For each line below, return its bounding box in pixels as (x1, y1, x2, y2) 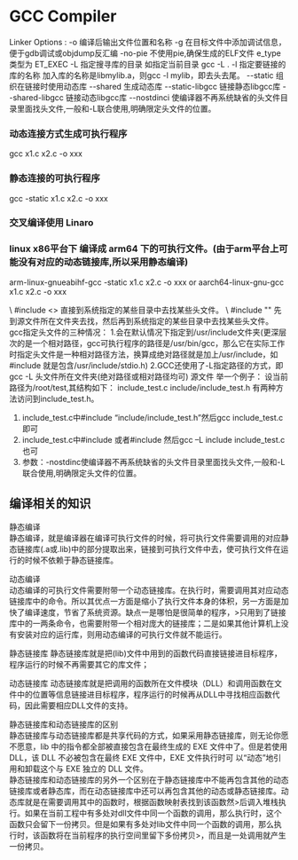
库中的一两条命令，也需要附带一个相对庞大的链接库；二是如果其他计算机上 (9, 618, 281, 628)
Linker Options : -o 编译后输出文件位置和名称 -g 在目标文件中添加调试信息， (9, 36, 286, 47)
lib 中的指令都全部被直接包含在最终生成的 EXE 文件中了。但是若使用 (39, 741, 288, 752)
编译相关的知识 (9, 496, 91, 511)
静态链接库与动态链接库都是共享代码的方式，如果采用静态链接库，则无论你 (9, 730, 281, 740)
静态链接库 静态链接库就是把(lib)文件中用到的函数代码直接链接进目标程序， (9, 648, 282, 659)
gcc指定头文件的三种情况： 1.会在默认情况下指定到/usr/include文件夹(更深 (9, 327, 279, 337)
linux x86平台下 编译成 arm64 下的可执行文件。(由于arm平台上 (9, 242, 279, 255)
